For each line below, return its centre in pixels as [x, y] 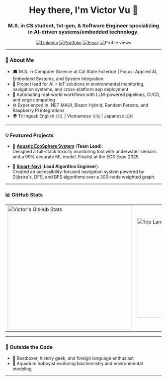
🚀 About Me [20, 60]
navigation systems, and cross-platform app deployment [70, 89]
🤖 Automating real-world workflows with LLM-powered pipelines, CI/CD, [86, 95]
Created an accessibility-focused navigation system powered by [78, 172]
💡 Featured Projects [29, 135]
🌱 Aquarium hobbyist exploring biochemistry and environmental [78, 363]
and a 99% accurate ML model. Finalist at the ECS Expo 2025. [76, 157]
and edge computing [34, 99]
